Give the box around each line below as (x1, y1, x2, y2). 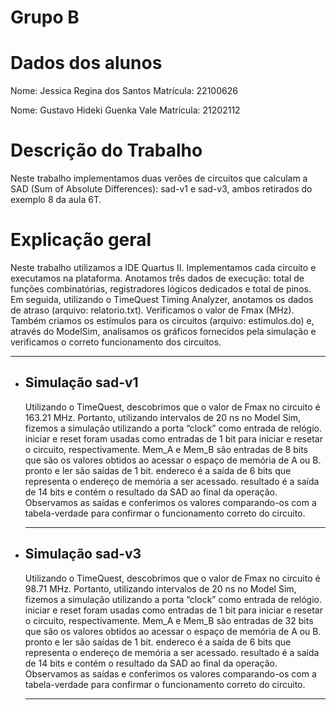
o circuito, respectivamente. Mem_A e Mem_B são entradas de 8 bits (24, 443, 308, 455)
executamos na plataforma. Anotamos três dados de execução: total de (10, 272, 305, 284)
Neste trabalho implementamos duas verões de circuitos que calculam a (10, 172, 308, 185)
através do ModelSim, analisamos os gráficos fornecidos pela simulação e (10, 326, 317, 337)
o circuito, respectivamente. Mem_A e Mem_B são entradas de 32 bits (24, 614, 314, 626)
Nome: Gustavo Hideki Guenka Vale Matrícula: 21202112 (10, 104, 241, 116)
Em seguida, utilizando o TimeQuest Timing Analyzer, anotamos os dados (10, 294, 314, 305)
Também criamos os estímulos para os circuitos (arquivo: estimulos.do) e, (10, 315, 315, 326)
